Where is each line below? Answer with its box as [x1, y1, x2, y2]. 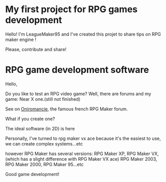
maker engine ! [5, 37, 36, 43]
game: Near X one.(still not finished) [5, 96, 81, 102]
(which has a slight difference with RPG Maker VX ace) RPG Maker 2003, [5, 156, 157, 162]
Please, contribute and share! [5, 46, 67, 52]
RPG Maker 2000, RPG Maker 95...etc [5, 161, 84, 167]
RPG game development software [5, 64, 149, 76]
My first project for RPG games [5, 4, 138, 15]
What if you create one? [5, 116, 55, 122]
